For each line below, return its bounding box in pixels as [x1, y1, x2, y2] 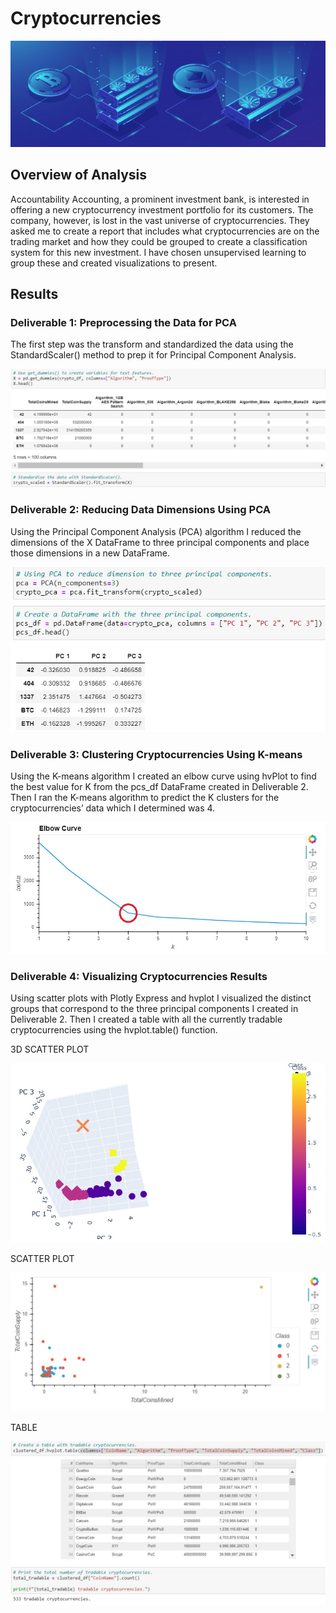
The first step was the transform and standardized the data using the [10, 338, 294, 351]
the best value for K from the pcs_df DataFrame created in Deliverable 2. [10, 781, 309, 793]
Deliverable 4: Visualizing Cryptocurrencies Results [10, 969, 268, 983]
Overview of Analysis [10, 167, 148, 184]
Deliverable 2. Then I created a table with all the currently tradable [10, 1013, 283, 1026]
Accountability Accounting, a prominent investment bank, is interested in [10, 193, 310, 205]
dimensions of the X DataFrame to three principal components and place [10, 536, 310, 548]
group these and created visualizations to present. [10, 257, 218, 269]
